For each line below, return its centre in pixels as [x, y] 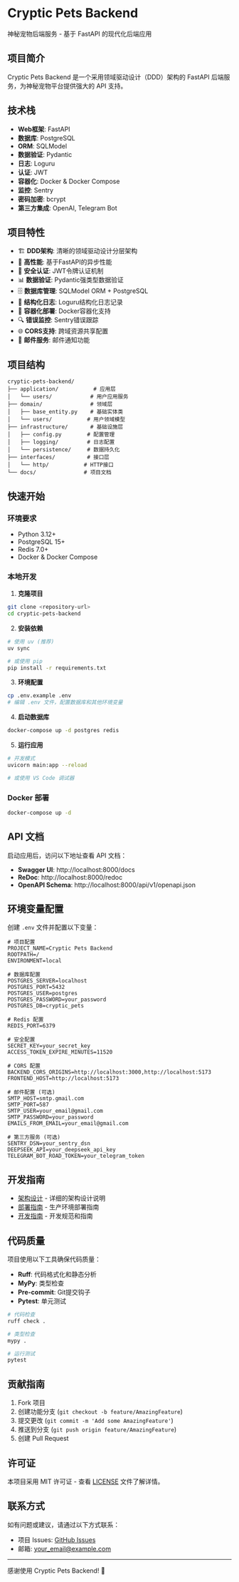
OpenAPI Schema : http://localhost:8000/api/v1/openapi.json [106, 885]
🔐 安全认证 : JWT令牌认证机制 [60, 271]
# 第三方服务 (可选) [34, 1137]
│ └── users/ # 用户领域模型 [67, 420]
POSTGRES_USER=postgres [43, 993]
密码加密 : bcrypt [42, 199]
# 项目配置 [21, 942]
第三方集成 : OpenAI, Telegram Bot [67, 207]
